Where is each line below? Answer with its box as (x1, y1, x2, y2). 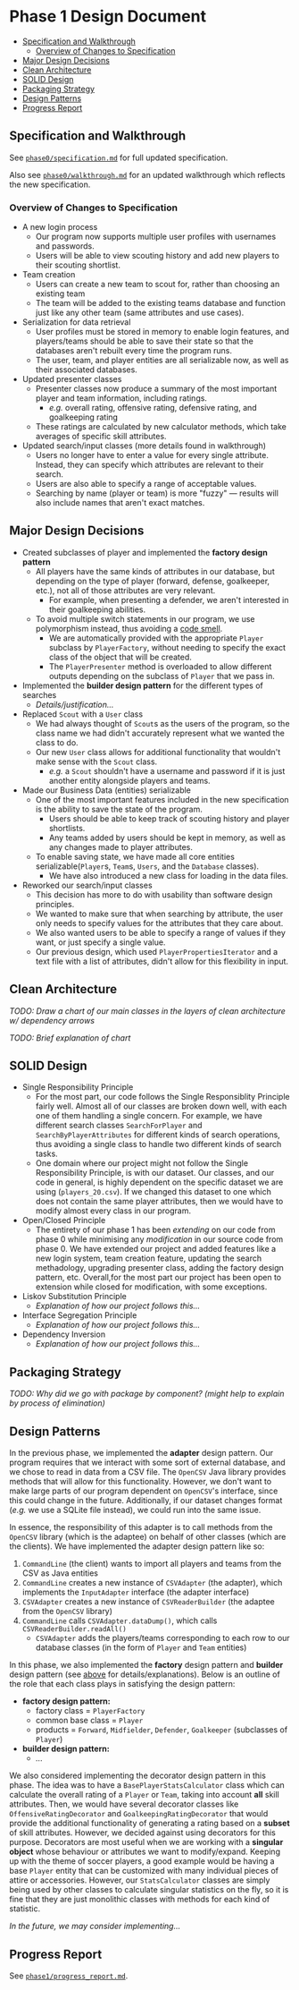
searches (21, 689, 57, 700)
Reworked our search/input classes (21, 880, 154, 890)
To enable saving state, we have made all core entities (35, 851, 235, 862)
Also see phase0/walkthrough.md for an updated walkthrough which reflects (9, 169, 286, 180)
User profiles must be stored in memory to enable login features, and (35, 327, 290, 337)
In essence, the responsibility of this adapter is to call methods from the (9, 1522, 273, 1533)
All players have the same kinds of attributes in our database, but (35, 566, 275, 576)
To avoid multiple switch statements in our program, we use (35, 613, 256, 624)
